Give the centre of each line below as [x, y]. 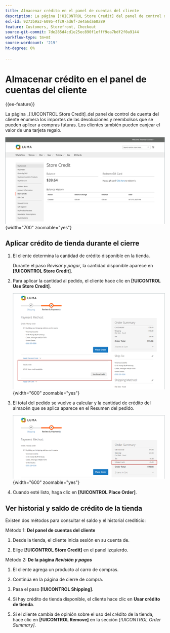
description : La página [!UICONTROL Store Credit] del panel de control [83, 16]
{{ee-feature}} [20, 104]
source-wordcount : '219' [31, 43]
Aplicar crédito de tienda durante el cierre [72, 243]
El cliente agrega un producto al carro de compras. [66, 570]
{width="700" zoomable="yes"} [39, 227]
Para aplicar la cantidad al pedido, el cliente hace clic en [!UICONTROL [87, 280]
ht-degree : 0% [20, 48]
